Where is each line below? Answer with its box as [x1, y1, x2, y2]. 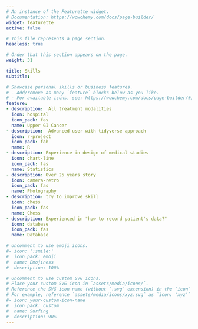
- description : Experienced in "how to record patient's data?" [6, 216, 167, 222]
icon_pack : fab [11, 139, 49, 145]
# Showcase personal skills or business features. [6, 84, 133, 90]
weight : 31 [6, 57, 33, 63]
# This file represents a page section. [6, 36, 107, 42]
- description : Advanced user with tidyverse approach [6, 128, 146, 134]
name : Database [11, 232, 49, 238]
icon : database [11, 221, 49, 227]
